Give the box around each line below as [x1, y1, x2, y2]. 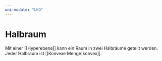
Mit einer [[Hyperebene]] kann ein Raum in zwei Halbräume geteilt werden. [5, 45, 158, 51]
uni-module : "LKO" [5, 7, 43, 12]
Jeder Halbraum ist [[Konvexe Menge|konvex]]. [5, 50, 102, 56]
